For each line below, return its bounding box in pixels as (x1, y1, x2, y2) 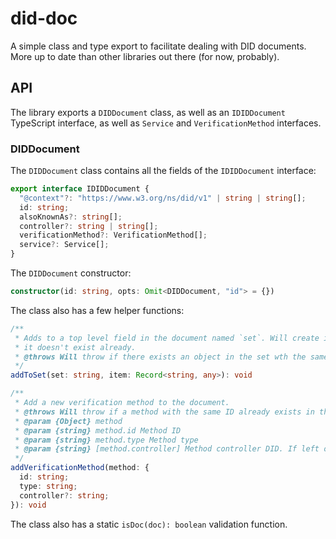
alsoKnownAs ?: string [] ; (19, 212, 123, 222)
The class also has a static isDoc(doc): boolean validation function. (10, 518, 288, 530)
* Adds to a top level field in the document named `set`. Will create (14, 333, 320, 343)
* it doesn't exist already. (14, 342, 137, 352)
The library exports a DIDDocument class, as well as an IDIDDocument (10, 106, 286, 118)
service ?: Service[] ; (19, 240, 110, 250)
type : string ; (19, 481, 78, 491)
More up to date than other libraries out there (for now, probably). (10, 50, 280, 62)
